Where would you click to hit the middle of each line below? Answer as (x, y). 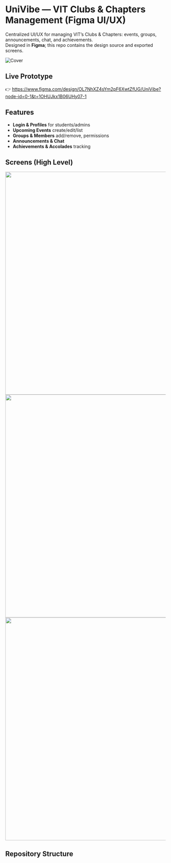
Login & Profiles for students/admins (51, 125)
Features (20, 112)
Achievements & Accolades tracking (51, 146)
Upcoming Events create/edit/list (48, 130)
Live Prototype (29, 77)
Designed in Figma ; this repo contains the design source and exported (79, 45)
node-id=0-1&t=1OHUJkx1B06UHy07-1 (46, 96)
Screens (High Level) (39, 162)
